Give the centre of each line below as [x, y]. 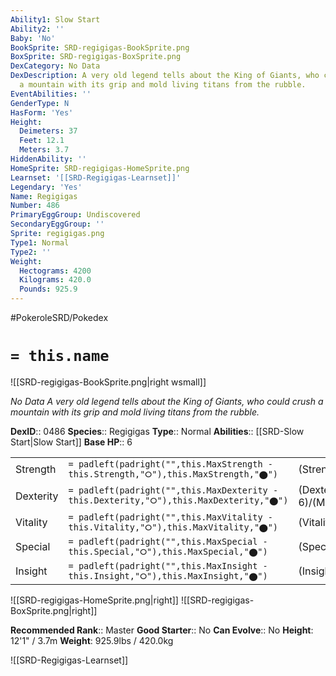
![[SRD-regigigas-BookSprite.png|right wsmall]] [108, 382]
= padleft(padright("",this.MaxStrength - [170, 464]
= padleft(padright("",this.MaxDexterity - [173, 490]
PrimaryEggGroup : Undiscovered [75, 215]
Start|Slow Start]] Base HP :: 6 [71, 442]
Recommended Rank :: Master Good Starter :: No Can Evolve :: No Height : [162, 630]
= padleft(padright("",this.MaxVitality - [170, 517]
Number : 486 [35, 206]
